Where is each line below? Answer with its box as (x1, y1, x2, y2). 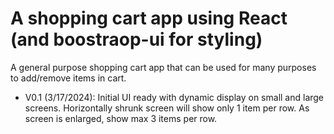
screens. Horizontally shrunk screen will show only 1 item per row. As (24, 102, 310, 114)
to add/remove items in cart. (10, 72, 127, 84)
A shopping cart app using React (10, 7, 288, 30)
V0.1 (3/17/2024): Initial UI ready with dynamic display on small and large (24, 91, 325, 103)
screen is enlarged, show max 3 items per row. (24, 112, 218, 124)
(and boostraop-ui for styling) (10, 28, 263, 51)
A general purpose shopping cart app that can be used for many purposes (10, 61, 317, 73)
